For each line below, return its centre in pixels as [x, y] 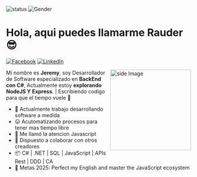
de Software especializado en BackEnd [54, 79]
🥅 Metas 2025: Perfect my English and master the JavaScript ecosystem [102, 168]
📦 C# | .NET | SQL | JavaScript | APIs [60, 153]
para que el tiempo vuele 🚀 [39, 97]
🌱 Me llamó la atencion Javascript [55, 134]
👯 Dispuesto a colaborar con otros [56, 140]
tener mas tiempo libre [42, 127]
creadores [27, 146]
